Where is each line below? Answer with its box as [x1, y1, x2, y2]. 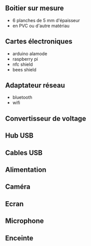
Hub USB [5, 132, 33, 140]
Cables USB [5, 148, 42, 157]
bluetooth [12, 94, 32, 100]
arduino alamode [12, 50, 47, 57]
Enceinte [5, 233, 33, 242]
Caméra [5, 183, 30, 191]
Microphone [5, 217, 44, 225]
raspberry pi [12, 56, 38, 62]
